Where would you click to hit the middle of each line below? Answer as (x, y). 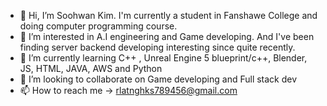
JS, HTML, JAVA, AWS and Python (91, 68)
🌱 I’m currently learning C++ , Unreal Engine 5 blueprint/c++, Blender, (163, 58)
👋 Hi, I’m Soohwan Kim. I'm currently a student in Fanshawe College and (168, 15)
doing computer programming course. (98, 26)
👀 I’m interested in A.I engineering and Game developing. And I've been (167, 36)
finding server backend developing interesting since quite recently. (157, 47)
